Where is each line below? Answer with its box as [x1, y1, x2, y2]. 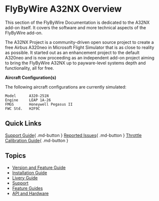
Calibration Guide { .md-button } [5, 137, 69, 143]
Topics [5, 152, 26, 160]
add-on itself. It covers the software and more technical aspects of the [5, 24, 146, 30]
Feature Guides [12, 185, 43, 191]
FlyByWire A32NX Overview [5, 3, 122, 15]
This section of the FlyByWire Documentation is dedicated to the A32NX [5, 19, 150, 25]
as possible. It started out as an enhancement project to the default [5, 50, 140, 55]
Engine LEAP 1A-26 [5, 97, 51, 103]
